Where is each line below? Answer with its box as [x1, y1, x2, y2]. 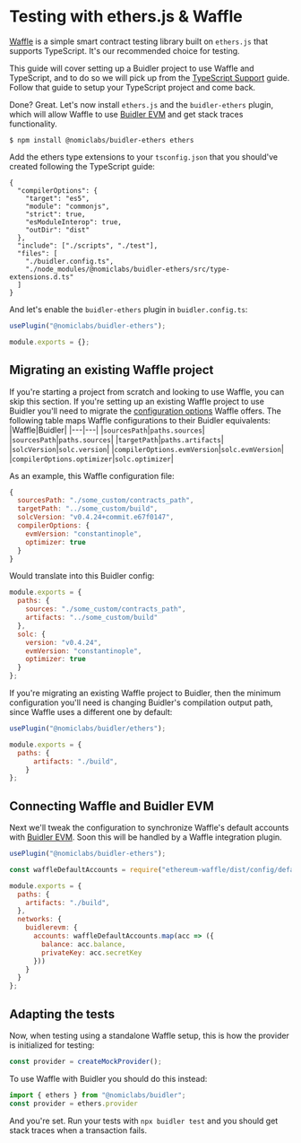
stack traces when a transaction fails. [9, 1124, 148, 1136]
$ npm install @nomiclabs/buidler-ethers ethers [9, 135, 194, 144]
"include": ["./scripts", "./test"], [17, 240, 159, 250]
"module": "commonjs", [25, 202, 110, 211]
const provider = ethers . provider [9, 1099, 139, 1108]
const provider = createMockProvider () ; [9, 1057, 163, 1066]
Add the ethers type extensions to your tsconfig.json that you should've [9, 151, 279, 162]
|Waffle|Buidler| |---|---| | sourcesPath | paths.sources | [9, 424, 205, 435]
